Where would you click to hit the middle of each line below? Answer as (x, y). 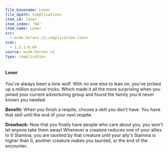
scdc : (11, 43)
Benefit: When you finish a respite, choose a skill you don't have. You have (83, 109)
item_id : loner (21, 19)
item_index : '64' (23, 24)
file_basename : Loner (28, 10)
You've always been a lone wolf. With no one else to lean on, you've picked (83, 84)
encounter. (16, 145)
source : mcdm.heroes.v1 (30, 52)
